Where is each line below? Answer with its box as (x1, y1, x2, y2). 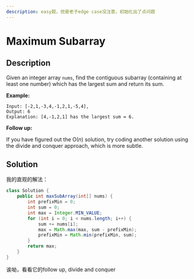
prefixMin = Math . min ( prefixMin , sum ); (37, 232, 137, 238)
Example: (6, 92, 30, 99)
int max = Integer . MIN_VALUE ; (27, 210, 102, 216)
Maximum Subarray (6, 34, 106, 48)
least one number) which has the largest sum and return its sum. (6, 80, 165, 87)
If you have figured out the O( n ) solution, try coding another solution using (6, 135, 189, 143)
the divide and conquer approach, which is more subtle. (6, 142, 143, 149)
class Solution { (6, 188, 49, 194)
